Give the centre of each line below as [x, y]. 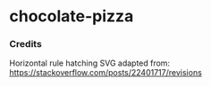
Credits [25, 44]
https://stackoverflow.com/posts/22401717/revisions [106, 73]
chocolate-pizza [72, 16]
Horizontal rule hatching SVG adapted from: [90, 63]
